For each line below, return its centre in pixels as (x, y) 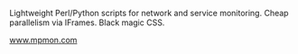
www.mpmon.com (43, 40)
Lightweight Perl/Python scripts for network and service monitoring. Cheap (149, 13)
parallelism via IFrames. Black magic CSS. (87, 22)
